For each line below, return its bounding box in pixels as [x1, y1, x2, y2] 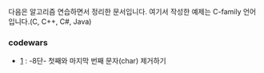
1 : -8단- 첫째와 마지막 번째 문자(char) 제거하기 [19, 56, 166, 66]
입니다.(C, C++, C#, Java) [8, 17, 92, 26]
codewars [8, 36, 48, 48]
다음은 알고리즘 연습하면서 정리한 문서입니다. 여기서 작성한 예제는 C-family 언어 [8, 7, 257, 16]
